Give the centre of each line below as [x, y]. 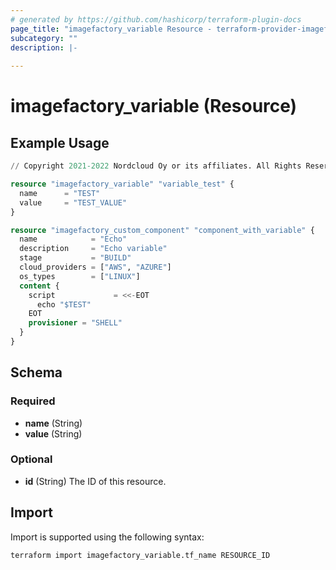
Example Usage [60, 142]
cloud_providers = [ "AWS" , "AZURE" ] [95, 267]
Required [33, 401]
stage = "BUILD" [75, 258]
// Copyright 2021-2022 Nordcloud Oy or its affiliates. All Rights [156, 166]
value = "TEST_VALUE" [73, 202]
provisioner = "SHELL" [75, 323]
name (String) [53, 423]
